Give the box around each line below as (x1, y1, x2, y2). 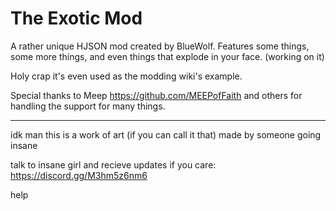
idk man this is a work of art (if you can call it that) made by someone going (10, 128, 322, 141)
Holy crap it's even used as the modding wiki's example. (10, 70, 243, 82)
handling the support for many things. (10, 100, 166, 112)
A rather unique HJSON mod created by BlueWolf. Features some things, (10, 40, 310, 52)
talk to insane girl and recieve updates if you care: (10, 158, 217, 171)
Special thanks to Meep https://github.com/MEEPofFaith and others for (10, 89, 303, 101)
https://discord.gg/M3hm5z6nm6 (10, 169, 148, 181)
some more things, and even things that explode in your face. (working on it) (10, 50, 325, 62)
